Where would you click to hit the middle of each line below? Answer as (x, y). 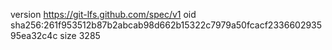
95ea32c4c (34, 35)
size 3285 (80, 35)
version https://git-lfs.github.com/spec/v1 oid (103, 14)
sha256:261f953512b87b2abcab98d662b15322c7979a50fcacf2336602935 (166, 25)
